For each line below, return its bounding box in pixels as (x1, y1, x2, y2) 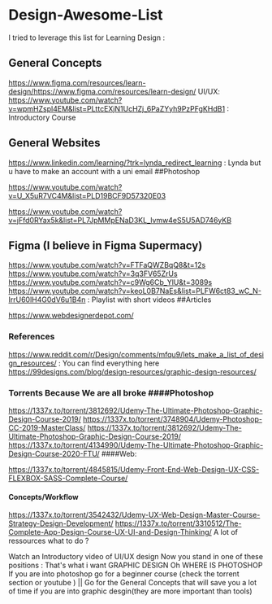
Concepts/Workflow (8, 492, 79, 501)
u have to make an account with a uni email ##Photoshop (8, 166, 201, 176)
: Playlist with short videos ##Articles (87, 295, 212, 304)
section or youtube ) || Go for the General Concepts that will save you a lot (8, 578, 257, 588)
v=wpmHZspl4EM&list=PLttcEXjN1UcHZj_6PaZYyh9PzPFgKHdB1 (8, 103, 226, 113)
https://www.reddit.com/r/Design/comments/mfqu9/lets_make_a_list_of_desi (8, 349, 264, 359)
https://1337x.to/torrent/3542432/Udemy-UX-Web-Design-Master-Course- (8, 510, 261, 520)
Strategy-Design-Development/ (8, 519, 114, 528)
